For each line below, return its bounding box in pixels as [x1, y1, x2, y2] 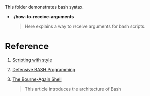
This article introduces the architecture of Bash [24, 86, 121, 92]
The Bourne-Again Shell [12, 76, 62, 82]
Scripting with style [12, 57, 52, 63]
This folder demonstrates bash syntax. [5, 4, 84, 10]
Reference [5, 41, 49, 52]
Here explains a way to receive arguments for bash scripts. [24, 23, 146, 29]
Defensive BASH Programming [12, 66, 75, 72]
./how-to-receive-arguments [12, 14, 74, 19]
